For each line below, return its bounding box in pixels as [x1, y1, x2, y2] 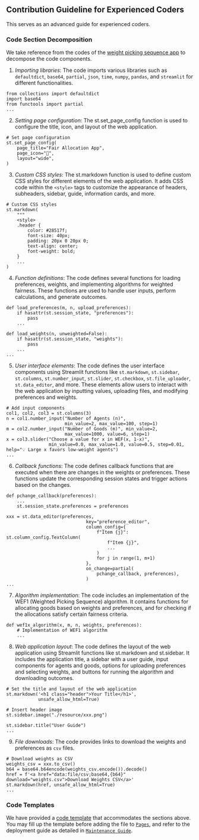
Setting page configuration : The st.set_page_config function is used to [14, 117, 188, 124]
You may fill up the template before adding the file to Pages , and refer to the [6, 820, 190, 828]
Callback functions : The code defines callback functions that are [14, 463, 174, 470]
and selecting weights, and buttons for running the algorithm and [14, 668, 174, 675]
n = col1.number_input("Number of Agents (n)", [6, 416, 127, 421]
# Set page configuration [6, 135, 70, 141]
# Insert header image [6, 707, 62, 713]
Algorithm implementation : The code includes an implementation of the [14, 592, 189, 599]
